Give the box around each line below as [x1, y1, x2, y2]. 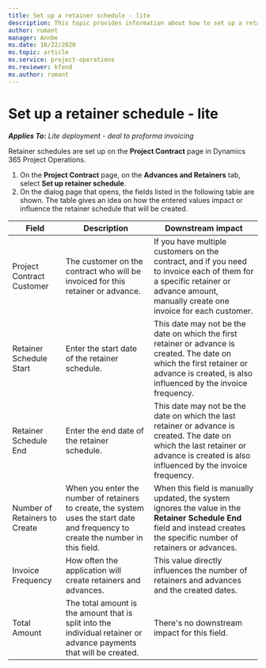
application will [66, 564, 121, 575]
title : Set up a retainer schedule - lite [8, 11, 150, 20]
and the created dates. [154, 584, 237, 595]
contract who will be [66, 265, 141, 277]
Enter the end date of [66, 425, 145, 436]
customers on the [154, 246, 219, 257]
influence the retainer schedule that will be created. [19, 204, 188, 213]
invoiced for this [66, 275, 126, 286]
